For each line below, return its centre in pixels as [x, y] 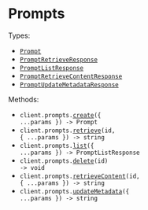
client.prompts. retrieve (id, [67, 131]
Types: [19, 35]
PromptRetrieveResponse [59, 60]
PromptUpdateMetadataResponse [69, 85]
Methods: [24, 99]
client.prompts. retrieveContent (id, [80, 176]
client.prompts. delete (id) [64, 161]
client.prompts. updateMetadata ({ [74, 191]
